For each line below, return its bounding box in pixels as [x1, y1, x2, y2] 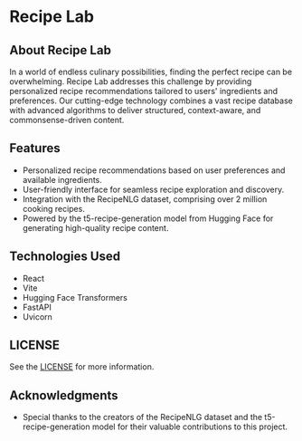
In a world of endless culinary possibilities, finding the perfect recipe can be [9, 66, 292, 77]
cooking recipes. [22, 203, 86, 214]
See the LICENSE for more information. [9, 361, 155, 372]
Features [9, 140, 61, 156]
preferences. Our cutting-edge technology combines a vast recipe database [9, 95, 294, 106]
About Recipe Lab [9, 43, 111, 58]
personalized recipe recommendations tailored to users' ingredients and [9, 86, 278, 96]
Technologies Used [9, 249, 120, 264]
